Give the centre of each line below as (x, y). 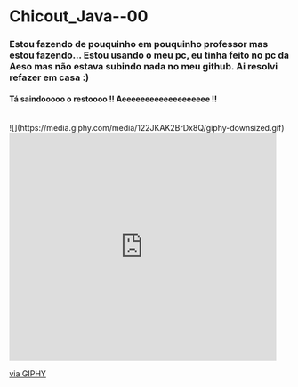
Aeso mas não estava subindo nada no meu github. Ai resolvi (144, 67)
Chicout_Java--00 (79, 16)
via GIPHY (28, 374)
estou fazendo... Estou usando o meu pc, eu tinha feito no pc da (149, 55)
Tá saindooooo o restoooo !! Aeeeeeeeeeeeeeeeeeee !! (113, 99)
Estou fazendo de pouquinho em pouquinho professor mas (139, 44)
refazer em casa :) (49, 77)
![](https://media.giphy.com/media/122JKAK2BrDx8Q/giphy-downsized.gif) (147, 128)
